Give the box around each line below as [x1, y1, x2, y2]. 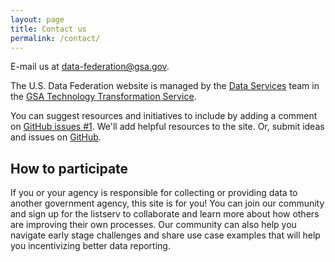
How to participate [10, 160, 129, 177]
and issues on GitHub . [10, 131, 102, 143]
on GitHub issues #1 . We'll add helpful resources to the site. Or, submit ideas [10, 121, 325, 133]
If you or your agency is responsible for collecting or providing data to [10, 187, 298, 199]
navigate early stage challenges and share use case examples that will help [10, 229, 321, 241]
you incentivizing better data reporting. [10, 240, 171, 252]
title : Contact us [10, 24, 87, 34]
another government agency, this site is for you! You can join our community [10, 197, 325, 210]
